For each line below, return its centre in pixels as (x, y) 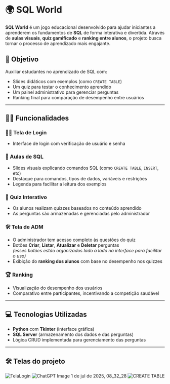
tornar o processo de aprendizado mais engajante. (58, 43)
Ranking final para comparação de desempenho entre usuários (78, 97)
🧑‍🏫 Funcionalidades (37, 118)
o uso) (19, 256)
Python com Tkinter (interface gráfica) (53, 329)
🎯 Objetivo (22, 60)
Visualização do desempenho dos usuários (57, 288)
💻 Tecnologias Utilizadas (46, 315)
